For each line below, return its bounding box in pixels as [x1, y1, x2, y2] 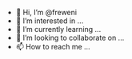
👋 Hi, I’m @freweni [15, 8, 78, 17]
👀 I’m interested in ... [15, 16, 84, 26]
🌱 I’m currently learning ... [15, 25, 102, 33]
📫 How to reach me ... [15, 42, 90, 51]
